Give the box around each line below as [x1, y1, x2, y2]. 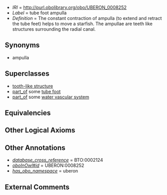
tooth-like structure [12, 83, 53, 89]
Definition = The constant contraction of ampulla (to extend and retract [12, 15, 162, 21]
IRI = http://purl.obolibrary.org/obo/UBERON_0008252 [12, 5, 127, 10]
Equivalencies [5, 109, 51, 117]
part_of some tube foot [12, 88, 61, 94]
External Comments [5, 183, 70, 191]
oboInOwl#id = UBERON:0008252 [12, 162, 85, 168]
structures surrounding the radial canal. [12, 26, 96, 32]
